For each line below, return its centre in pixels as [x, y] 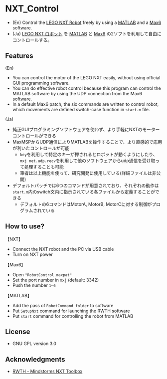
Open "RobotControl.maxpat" [42, 274]
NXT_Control [32, 9]
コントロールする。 [32, 40]
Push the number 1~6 [34, 285]
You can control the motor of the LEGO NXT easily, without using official [86, 77]
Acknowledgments [35, 359]
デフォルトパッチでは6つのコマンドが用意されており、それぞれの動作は [86, 186]
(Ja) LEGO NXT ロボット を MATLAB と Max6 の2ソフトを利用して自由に [87, 33]
